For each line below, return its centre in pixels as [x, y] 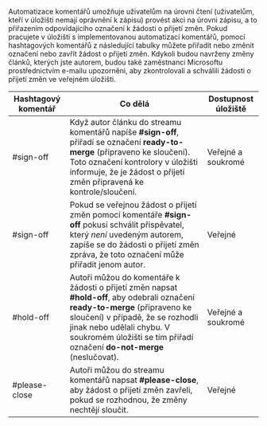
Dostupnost [231, 99]
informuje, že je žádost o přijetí [127, 172]
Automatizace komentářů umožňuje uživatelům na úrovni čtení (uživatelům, [131, 12]
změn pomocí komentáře [116, 215]
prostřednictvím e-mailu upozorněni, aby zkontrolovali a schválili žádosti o [130, 70]
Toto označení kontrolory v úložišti [134, 162]
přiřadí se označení [105, 142]
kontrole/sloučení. [103, 192]
